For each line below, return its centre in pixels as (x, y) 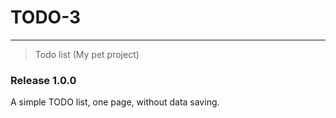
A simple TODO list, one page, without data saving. (115, 102)
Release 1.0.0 (43, 80)
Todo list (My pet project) (87, 54)
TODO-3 (46, 17)
